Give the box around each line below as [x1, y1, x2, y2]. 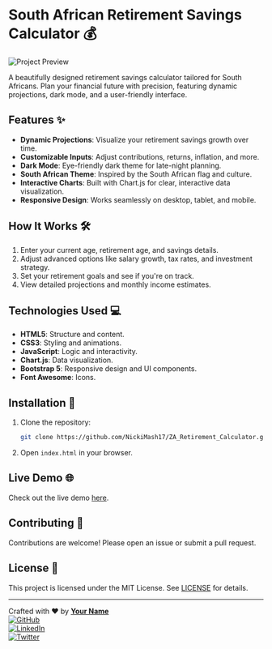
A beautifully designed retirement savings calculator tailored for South [8, 72, 243, 82]
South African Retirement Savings [8, 6, 243, 24]
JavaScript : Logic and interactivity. [19, 347, 138, 357]
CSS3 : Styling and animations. [19, 338, 122, 348]
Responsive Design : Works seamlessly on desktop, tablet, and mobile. [19, 194, 257, 204]
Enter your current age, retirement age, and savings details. [19, 245, 219, 254]
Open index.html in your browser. [19, 448, 134, 458]
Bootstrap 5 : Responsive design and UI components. [19, 364, 198, 374]
